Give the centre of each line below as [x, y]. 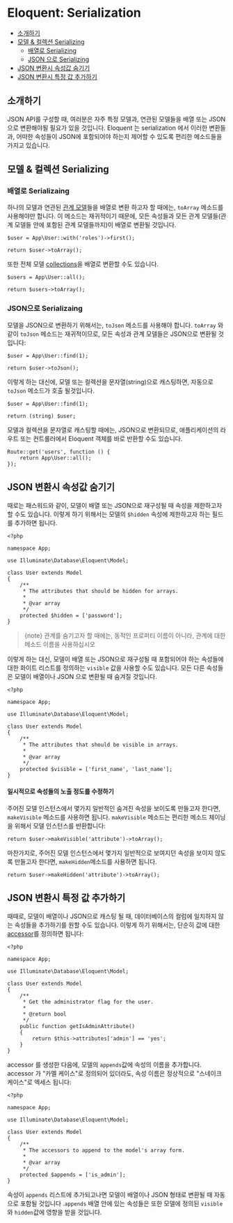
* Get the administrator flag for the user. [88, 1002]
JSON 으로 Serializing [58, 59]
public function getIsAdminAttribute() [78, 1026]
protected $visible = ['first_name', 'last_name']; [96, 769]
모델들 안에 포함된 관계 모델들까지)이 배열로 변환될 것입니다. [95, 225]
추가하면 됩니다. [36, 522]
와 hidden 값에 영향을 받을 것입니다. [55, 1212]
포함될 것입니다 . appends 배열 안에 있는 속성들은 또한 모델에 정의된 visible [121, 1203]
